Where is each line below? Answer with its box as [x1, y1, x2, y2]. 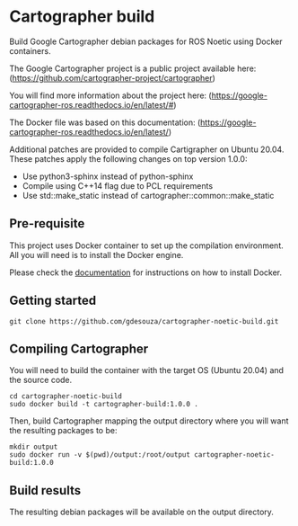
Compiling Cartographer [9, 341, 149, 356]
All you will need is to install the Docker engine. [9, 249, 184, 260]
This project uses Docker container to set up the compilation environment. [9, 240, 285, 251]
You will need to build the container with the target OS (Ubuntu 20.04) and [9, 365, 285, 376]
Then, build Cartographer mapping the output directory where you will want [9, 415, 289, 426]
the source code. [9, 375, 73, 386]
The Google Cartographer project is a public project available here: [9, 63, 257, 74]
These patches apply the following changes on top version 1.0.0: [9, 153, 248, 164]
